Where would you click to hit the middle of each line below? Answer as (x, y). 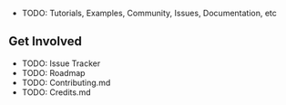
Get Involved (46, 41)
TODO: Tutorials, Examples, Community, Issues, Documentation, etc (149, 13)
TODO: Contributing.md (66, 82)
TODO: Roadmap (53, 72)
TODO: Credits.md (56, 92)
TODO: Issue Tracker (61, 63)
